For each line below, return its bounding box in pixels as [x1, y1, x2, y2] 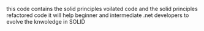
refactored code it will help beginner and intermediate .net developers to [6, 12, 189, 19]
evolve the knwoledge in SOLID [6, 18, 86, 25]
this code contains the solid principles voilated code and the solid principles [6, 5, 198, 12]
